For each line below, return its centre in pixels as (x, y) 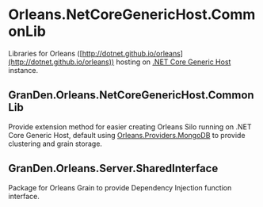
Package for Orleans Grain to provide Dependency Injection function (120, 187)
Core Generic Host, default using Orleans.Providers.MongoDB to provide (127, 135)
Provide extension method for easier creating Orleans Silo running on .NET (130, 126)
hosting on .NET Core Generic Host (173, 62)
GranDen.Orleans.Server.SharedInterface (113, 169)
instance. (23, 70)
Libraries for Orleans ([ (46, 53)
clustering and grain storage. (55, 144)
